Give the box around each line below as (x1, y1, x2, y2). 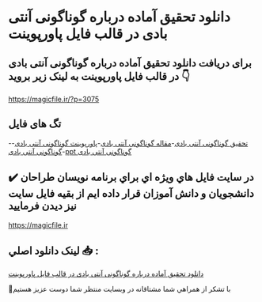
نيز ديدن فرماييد (8, 199, 77, 213)
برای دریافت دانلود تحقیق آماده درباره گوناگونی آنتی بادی (8, 56, 252, 70)
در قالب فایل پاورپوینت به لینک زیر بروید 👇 (8, 70, 190, 83)
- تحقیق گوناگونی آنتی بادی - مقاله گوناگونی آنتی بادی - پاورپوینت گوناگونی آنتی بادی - (8, 138, 249, 148)
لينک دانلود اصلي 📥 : (8, 244, 99, 258)
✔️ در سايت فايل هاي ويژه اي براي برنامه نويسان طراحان (8, 171, 255, 184)
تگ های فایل (8, 117, 62, 130)
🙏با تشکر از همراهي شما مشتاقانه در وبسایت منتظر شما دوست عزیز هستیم (8, 285, 231, 294)
